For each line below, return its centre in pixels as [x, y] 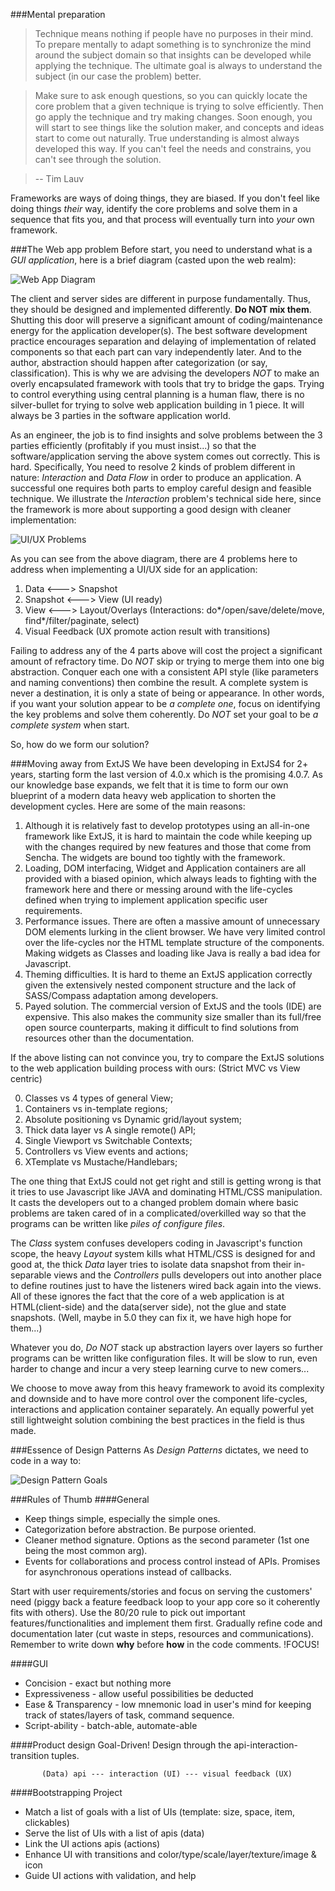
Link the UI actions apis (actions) [92, 1843]
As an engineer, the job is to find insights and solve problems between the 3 [166, 435]
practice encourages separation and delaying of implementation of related [163, 341]
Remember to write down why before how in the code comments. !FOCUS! [165, 1644]
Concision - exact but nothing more [98, 1683]
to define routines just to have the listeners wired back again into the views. [166, 1285]
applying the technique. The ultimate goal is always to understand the [178, 65]
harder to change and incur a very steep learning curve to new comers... [160, 1368]
